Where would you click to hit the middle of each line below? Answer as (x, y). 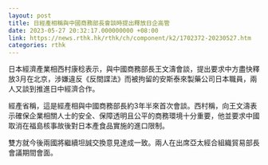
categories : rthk (37, 45)
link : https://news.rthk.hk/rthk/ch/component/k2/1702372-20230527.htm (130, 38)
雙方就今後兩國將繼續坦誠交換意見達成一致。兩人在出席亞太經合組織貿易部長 (134, 143)
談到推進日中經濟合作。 (61, 89)
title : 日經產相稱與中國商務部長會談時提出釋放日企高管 (89, 23)
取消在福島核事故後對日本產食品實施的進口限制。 (89, 126)
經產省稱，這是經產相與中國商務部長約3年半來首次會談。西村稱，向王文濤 (129, 106)
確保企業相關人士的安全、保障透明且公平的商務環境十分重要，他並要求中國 (137, 116)
